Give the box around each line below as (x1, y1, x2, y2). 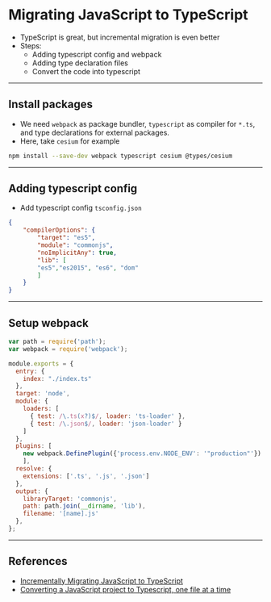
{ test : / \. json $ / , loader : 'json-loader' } (29, 420, 182, 428)
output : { (15, 487, 48, 495)
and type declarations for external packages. (19, 128, 169, 137)
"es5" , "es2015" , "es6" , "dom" (37, 264, 139, 272)
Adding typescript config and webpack (31, 49, 162, 59)
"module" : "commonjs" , (37, 241, 114, 249)
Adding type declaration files (31, 58, 129, 68)
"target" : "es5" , (37, 234, 95, 242)
